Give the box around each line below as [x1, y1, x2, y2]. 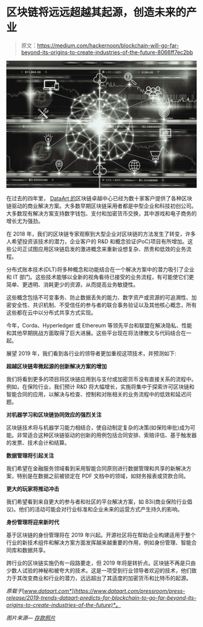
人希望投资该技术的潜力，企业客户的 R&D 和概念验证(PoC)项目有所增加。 [6, 237, 188, 245]
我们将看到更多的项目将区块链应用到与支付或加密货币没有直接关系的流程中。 [6, 375, 197, 382]
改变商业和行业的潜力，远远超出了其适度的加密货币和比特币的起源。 [22, 574, 192, 582]
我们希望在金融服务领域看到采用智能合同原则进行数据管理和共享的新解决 [6, 464, 186, 472]
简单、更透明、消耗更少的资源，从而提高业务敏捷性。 [6, 281, 139, 288]
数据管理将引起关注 [6, 451, 54, 459]
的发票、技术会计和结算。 [6, 439, 70, 446]
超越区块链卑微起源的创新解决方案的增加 [6, 363, 107, 370]
